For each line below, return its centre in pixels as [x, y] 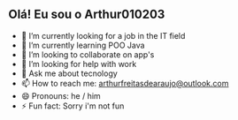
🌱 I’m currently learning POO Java [83, 45]
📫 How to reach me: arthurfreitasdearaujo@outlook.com [125, 83]
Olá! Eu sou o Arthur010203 [87, 15]
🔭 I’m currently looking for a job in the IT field [103, 35]
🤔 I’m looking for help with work [79, 64]
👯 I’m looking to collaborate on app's [88, 54]
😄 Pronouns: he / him [61, 95]
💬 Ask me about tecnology [69, 73]
